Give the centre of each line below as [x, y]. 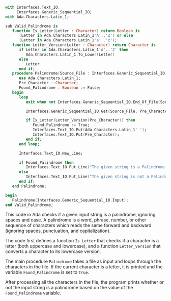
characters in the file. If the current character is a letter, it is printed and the [84, 267]
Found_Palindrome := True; [61, 125]
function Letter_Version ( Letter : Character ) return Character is [84, 45]
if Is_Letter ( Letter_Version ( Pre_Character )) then [81, 120]
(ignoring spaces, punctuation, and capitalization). [58, 231]
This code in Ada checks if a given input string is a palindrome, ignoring [80, 215]
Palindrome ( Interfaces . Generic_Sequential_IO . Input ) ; [70, 200]
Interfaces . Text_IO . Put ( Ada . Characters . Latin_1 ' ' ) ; [89, 130]
